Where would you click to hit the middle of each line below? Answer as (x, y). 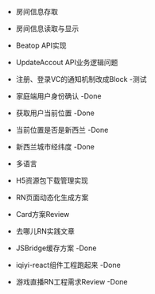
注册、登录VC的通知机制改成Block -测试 (81, 79)
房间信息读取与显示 (47, 29)
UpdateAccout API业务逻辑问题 (67, 62)
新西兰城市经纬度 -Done (55, 147)
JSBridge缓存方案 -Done (56, 248)
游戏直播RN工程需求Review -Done (72, 282)
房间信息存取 (37, 12)
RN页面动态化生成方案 (52, 197)
